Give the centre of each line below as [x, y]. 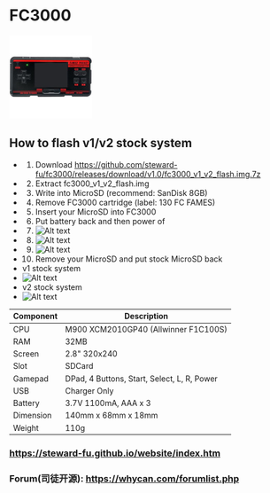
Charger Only [89, 390]
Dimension [32, 415]
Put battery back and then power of [100, 221]
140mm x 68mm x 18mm [112, 415]
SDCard [79, 366]
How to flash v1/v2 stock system [101, 143]
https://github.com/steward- [126, 164]
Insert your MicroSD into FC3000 [96, 211]
